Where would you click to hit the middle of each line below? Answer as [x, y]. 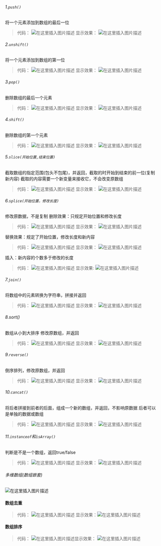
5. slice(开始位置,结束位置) [30, 157]
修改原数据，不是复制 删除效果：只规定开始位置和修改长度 [63, 216]
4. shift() [15, 119]
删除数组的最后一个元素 [29, 97]
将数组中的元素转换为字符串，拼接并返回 [46, 295]
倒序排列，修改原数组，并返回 [35, 370]
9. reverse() [17, 355]
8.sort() [13, 317]
